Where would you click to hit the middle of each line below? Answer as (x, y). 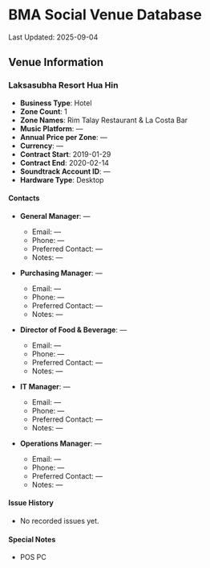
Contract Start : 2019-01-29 (65, 154)
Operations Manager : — (61, 443)
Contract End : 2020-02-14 (65, 163)
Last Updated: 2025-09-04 (53, 37)
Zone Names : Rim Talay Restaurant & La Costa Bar (104, 120)
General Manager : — (55, 216)
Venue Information (56, 62)
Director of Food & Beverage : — (73, 329)
